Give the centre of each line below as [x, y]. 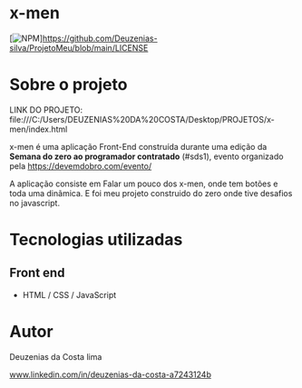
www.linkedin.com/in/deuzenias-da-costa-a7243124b [110, 374]
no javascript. [35, 203]
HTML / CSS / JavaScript [69, 294]
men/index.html [39, 129]
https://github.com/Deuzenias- [100, 38]
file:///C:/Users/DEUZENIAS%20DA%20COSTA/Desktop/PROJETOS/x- [142, 119]
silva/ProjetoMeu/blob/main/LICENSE [79, 47]
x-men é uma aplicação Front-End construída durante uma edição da [138, 146]
